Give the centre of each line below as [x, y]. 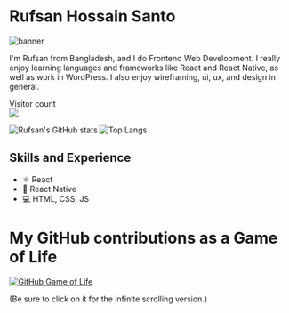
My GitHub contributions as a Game [144, 238]
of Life [33, 257]
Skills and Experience [70, 158]
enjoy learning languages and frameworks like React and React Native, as [144, 68]
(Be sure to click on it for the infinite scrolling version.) [108, 299]
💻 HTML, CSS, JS [56, 198]
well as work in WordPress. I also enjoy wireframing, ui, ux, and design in [142, 76]
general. [24, 86]
